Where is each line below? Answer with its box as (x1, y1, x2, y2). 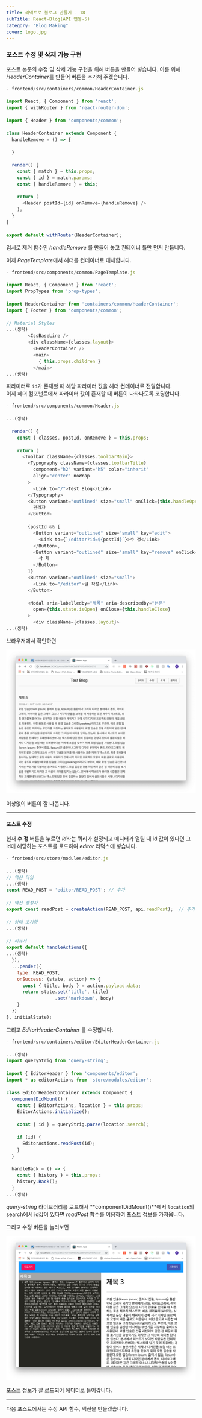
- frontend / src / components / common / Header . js (6, 403, 120, 409)
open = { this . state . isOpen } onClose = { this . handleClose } (32, 607, 171, 613)
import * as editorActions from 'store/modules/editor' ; (6, 1077, 152, 1083)
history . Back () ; (17, 1179, 58, 1185)
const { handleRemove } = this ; (17, 181, 98, 187)
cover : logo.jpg (6, 29, 47, 35)
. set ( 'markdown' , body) (54, 995, 114, 1001)
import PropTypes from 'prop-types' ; (6, 288, 101, 295)
